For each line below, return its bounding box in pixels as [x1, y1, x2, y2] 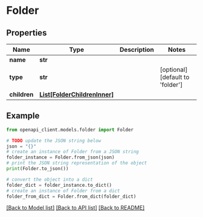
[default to [159, 73, 190, 81]
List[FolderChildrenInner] [39, 90, 114, 98]
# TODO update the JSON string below [6, 137, 101, 143]
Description [120, 46, 154, 54]
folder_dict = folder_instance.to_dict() [6, 182, 112, 188]
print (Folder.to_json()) [6, 166, 69, 172]
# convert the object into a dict [6, 176, 94, 183]
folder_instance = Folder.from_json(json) [6, 154, 115, 160]
